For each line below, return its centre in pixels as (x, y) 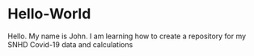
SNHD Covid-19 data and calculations (70, 44)
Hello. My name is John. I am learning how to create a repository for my (127, 36)
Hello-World (49, 14)
